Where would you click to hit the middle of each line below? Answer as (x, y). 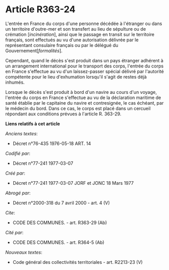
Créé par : (15, 173)
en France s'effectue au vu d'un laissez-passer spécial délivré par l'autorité (85, 71)
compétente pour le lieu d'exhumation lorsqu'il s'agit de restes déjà (76, 77)
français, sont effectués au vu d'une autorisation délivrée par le (72, 40)
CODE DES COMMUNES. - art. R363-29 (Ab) (60, 223)
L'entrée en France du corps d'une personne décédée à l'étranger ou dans (84, 23)
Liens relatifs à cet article (33, 124)
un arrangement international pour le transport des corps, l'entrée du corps (84, 66)
